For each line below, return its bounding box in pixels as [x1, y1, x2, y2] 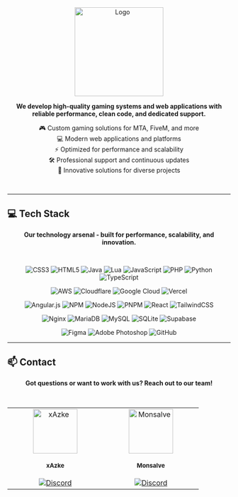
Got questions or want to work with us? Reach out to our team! [25, 378, 213, 387]
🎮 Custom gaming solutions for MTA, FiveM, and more [38, 124, 200, 132]
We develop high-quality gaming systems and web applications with [16, 102, 222, 110]
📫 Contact [7, 356, 57, 368]
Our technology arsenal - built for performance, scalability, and [23, 230, 215, 239]
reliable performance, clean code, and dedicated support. [32, 109, 206, 118]
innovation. [101, 237, 137, 246]
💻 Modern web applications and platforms [56, 134, 182, 143]
